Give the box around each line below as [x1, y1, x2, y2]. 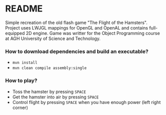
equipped [5, 30, 25, 36]
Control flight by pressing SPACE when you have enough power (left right [12, 99, 161, 105]
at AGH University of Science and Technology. [5, 35, 101, 41]
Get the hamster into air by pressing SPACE [12, 93, 99, 100]
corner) [12, 104, 28, 110]
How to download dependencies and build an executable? [5, 48, 148, 55]
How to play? [5, 77, 37, 84]
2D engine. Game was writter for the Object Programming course [25, 30, 160, 36]
